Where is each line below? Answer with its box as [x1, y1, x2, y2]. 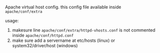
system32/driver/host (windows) [12, 43, 78, 48]
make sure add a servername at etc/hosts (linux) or [12, 37, 116, 43]
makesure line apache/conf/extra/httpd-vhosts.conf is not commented [12, 27, 156, 33]
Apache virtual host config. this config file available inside [5, 4, 121, 10]
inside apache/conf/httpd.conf [12, 33, 74, 38]
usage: [5, 18, 19, 23]
